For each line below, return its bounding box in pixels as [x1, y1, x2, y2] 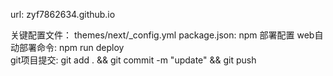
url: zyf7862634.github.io [10, 9, 116, 20]
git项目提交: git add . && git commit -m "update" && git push [10, 54, 257, 66]
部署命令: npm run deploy [18, 42, 125, 53]
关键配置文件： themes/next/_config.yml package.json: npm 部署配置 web [10, 29, 315, 41]
